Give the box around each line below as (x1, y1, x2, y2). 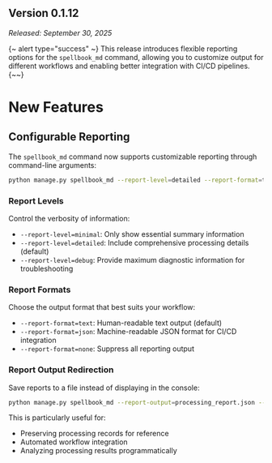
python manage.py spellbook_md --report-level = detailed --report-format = (8, 176, 263, 184)
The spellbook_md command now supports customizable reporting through (8, 152, 257, 161)
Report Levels (8, 195, 65, 206)
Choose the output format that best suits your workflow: (8, 302, 196, 312)
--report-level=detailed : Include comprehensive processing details (19, 238, 249, 247)
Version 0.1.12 (8, 6, 79, 20)
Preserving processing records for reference (19, 429, 169, 439)
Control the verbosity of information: (8, 213, 130, 223)
